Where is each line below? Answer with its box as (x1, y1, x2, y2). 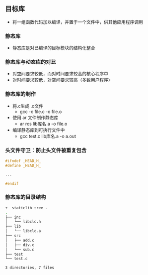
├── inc (5, 215, 21, 220)
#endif (5, 181, 19, 186)
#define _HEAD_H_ (5, 163, 41, 168)
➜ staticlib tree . (5, 205, 48, 210)
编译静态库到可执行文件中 (12, 127, 65, 133)
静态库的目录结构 (5, 194, 46, 201)
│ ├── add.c (5, 238, 35, 243)
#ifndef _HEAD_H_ (5, 158, 41, 163)
